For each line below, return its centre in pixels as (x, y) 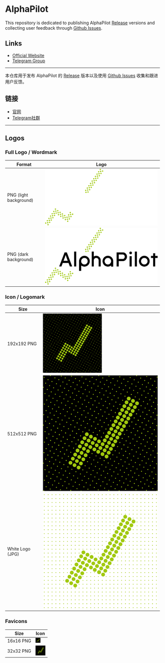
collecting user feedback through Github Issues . (54, 28)
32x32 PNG (19, 651)
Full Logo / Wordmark (31, 152)
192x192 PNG (22, 344)
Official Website (28, 55)
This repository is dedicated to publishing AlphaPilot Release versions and (80, 23)
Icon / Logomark (25, 297)
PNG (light (18, 195)
